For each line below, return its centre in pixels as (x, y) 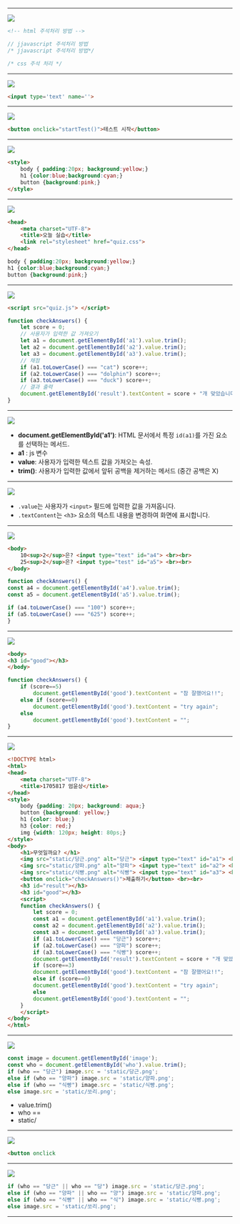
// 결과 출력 (37, 387)
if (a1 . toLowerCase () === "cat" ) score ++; (84, 367)
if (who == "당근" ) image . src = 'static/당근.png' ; (83, 1071)
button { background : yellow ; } (65, 813)
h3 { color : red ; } (46, 826)
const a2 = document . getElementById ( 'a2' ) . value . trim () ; (120, 926)
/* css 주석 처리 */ (35, 64)
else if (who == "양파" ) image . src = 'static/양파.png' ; (91, 1078)
